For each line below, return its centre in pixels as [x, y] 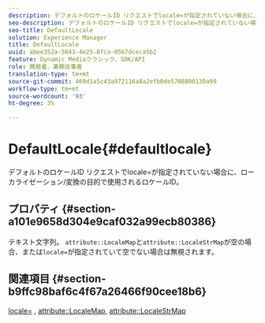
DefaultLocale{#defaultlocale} [110, 149]
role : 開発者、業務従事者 [45, 67]
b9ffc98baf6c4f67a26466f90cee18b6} [108, 292]
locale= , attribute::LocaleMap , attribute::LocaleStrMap [97, 310]
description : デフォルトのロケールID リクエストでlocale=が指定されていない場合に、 [134, 15]
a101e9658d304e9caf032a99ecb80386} [112, 222]
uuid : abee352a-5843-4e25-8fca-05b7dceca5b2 [82, 52]
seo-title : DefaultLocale [50, 30]
